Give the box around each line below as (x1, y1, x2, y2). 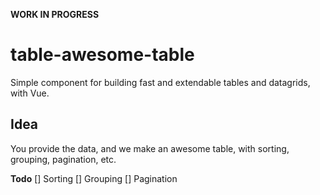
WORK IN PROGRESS (10, 9, 100, 20)
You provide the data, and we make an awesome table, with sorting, (10, 142, 290, 154)
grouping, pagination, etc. (10, 153, 117, 165)
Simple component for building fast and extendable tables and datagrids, (10, 76, 311, 88)
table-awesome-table (10, 44, 195, 66)
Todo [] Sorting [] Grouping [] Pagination (10, 172, 178, 184)
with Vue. (10, 87, 50, 99)
